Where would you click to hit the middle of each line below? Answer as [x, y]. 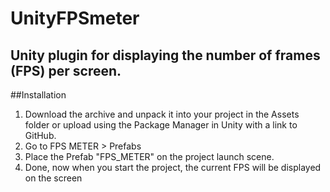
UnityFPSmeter [75, 18]
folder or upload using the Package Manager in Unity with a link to [161, 125]
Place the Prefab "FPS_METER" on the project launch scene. [149, 156]
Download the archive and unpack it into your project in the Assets [162, 114]
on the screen [53, 178]
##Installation [38, 95]
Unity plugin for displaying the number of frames [165, 55]
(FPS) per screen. [66, 70]
